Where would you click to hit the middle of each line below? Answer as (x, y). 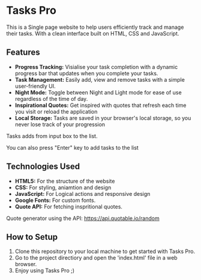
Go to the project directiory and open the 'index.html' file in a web (96, 258)
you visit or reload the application (56, 111)
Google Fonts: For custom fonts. (55, 200)
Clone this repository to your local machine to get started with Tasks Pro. (105, 251)
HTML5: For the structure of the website (65, 181)
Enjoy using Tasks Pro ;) (45, 270)
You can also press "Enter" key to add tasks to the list (73, 147)
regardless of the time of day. (51, 99)
